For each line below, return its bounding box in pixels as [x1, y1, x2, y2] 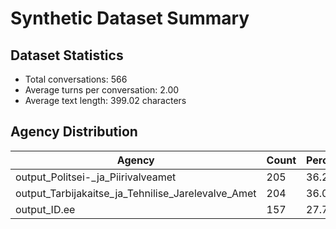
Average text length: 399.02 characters [24, 95, 187, 106]
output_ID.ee [15, 202, 76, 216]
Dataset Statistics [10, 47, 124, 64]
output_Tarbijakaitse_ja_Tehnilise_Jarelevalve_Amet [15, 186, 257, 200]
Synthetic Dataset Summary [10, 7, 250, 30]
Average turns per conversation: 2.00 [24, 84, 180, 96]
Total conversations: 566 [24, 73, 128, 85]
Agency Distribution [10, 123, 138, 141]
